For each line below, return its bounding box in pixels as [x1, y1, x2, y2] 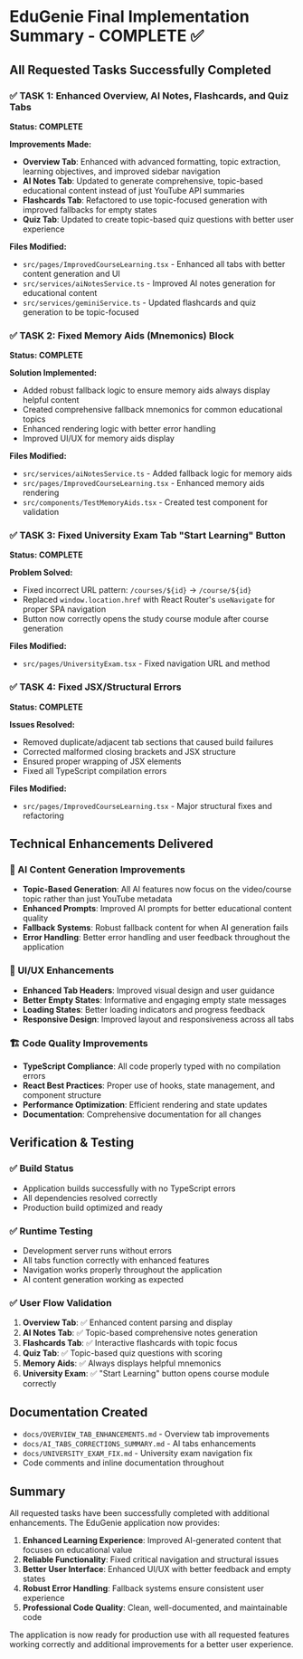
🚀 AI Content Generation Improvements [9, 863, 185, 876]
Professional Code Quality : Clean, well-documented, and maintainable [22, 1602, 288, 1613]
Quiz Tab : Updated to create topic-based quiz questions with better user [22, 214, 294, 224]
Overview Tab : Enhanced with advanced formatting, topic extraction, [22, 156, 281, 167]
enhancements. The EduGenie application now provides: [9, 1517, 220, 1528]
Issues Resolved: [9, 719, 75, 729]
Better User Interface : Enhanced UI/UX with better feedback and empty [22, 1563, 291, 1574]
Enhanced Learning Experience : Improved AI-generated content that [22, 1534, 282, 1545]
